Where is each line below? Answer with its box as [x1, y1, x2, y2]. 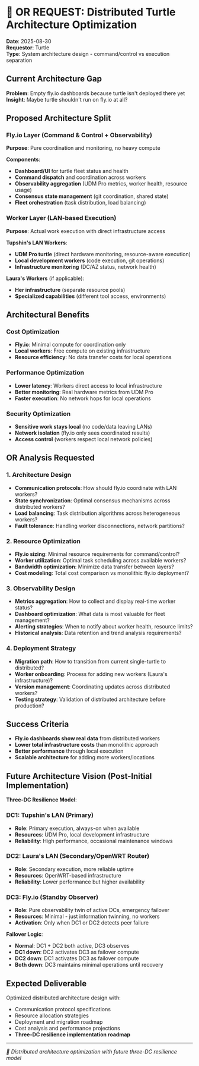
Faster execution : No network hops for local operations [14, 395, 151, 402]
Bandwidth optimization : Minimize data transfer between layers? [14, 563, 175, 570]
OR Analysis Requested [6, 453, 95, 463]
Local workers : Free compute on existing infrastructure [14, 347, 150, 354]
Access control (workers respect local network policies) [14, 436, 153, 443]
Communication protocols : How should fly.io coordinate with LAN [14, 484, 177, 491]
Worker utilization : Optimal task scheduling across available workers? [14, 557, 187, 564]
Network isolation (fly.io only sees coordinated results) [14, 429, 150, 436]
